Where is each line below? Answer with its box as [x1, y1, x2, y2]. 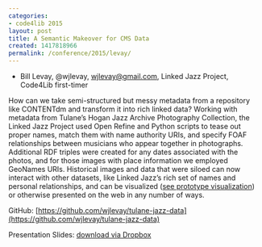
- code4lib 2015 [8, 19, 63, 27]
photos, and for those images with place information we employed [8, 156, 228, 165]
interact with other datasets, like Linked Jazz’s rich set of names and [8, 173, 236, 182]
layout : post [8, 27, 52, 35]
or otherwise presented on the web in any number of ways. [8, 190, 205, 199]
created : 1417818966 [8, 42, 78, 50]
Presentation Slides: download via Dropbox [8, 230, 152, 239]
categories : [8, 11, 48, 20]
